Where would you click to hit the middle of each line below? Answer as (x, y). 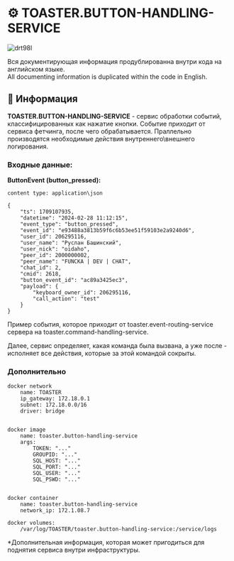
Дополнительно (37, 371)
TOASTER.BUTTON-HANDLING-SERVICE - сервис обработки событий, (115, 116)
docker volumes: (31, 523)
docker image (27, 430)
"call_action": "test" (66, 299)
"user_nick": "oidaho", (55, 249)
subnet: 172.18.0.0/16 (54, 405)
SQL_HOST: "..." (57, 461)
